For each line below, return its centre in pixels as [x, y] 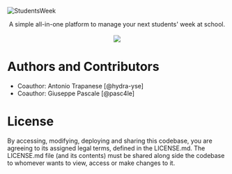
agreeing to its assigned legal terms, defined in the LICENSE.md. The [106, 148]
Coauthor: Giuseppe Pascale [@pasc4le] [76, 93]
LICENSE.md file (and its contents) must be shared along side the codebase [116, 155]
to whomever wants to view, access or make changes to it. [91, 163]
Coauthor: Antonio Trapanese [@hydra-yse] [80, 86]
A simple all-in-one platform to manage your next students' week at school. [117, 24]
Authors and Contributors [83, 67]
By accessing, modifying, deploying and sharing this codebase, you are [110, 141]
